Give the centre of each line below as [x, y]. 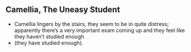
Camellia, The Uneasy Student [63, 10]
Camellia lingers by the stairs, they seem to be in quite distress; [92, 24]
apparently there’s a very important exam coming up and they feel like [99, 30]
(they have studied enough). [49, 43]
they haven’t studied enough [49, 36]
